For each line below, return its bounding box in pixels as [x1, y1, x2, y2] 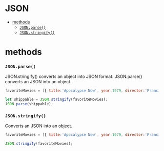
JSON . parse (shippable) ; [5, 102, 54, 107]
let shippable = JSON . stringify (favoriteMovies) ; [5, 97, 108, 102]
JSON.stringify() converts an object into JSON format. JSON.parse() [5, 74, 143, 79]
